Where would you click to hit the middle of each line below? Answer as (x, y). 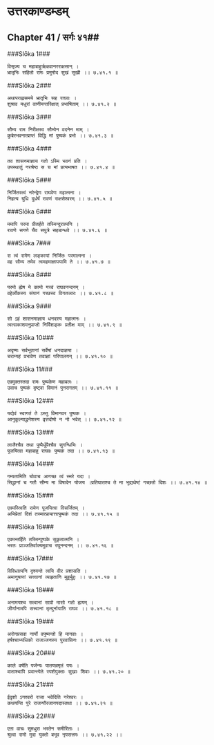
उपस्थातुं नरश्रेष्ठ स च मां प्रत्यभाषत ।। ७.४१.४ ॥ (61, 167)
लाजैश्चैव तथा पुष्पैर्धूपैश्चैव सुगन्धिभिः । (45, 445)
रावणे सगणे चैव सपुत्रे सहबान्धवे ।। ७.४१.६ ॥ (57, 230)
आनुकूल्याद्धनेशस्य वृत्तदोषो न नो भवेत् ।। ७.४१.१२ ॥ (65, 419)
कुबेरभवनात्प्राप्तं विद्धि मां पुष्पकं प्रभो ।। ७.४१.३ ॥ (60, 135)
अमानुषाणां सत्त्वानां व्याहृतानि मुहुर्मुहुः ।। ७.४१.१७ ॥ (62, 577)
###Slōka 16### (30, 527)
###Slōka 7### (29, 243)
